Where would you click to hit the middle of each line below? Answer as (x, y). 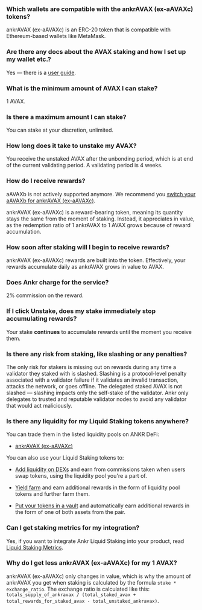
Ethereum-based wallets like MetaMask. (56, 36)
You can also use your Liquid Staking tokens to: (65, 458)
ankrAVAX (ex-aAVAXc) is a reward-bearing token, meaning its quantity (95, 212)
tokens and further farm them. (52, 494)
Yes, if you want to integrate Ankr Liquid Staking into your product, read (95, 541)
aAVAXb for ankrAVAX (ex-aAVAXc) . (51, 201)
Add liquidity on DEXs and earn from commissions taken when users (100, 469)
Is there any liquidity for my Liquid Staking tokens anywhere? (97, 421)
